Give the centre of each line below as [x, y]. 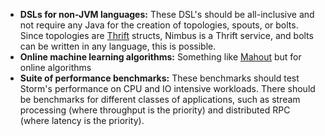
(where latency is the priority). [82, 120]
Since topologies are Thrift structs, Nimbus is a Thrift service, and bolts [166, 35]
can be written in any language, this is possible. [118, 46]
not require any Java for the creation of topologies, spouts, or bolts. [159, 25]
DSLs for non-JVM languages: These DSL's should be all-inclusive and [167, 14]
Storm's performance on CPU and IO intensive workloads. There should [167, 88]
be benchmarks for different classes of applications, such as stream [160, 99]
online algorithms [55, 67]
